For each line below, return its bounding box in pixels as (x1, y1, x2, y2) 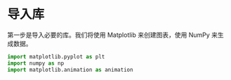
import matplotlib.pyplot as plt (7, 53, 105, 60)
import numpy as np (7, 60, 65, 67)
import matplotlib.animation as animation (7, 66, 133, 73)
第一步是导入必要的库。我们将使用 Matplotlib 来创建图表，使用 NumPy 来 (7, 31, 218, 39)
